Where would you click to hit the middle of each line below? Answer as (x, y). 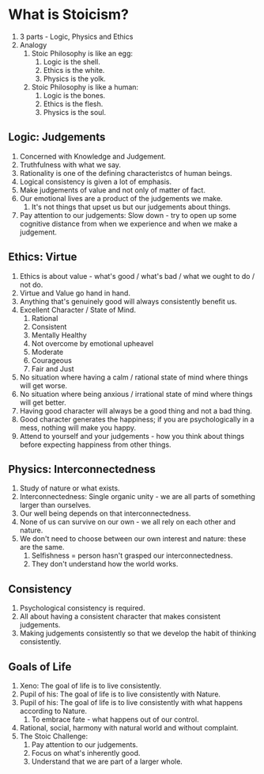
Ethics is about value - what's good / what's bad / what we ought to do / (137, 276)
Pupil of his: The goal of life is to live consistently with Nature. (120, 694)
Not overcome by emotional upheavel (92, 343)
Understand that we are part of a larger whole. (107, 761)
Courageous (52, 360)
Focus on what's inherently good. (86, 753)
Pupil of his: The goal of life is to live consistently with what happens (131, 702)
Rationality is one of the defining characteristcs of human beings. (126, 173)
